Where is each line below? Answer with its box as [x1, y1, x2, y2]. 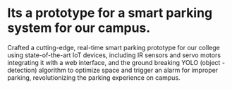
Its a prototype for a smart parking [7, 5, 213, 21]
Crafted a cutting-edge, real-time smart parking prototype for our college [7, 43, 220, 52]
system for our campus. [7, 20, 151, 36]
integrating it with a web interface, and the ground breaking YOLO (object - [7, 58, 226, 66]
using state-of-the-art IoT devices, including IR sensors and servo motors [7, 51, 221, 59]
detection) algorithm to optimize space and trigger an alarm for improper [7, 66, 219, 74]
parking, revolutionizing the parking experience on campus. [7, 73, 181, 82]
